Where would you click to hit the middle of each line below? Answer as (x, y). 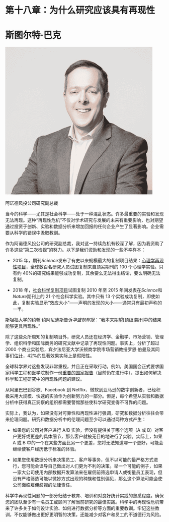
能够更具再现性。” (23, 326)
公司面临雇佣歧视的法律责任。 (43, 485)
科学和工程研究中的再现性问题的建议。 (45, 379)
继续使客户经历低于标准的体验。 (46, 449)
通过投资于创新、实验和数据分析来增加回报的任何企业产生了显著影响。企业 (82, 226)
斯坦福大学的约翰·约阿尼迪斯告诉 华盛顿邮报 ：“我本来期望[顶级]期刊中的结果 (83, 320)
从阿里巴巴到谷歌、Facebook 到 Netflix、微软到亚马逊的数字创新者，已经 (81, 390)
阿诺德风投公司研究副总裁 (32, 203)
